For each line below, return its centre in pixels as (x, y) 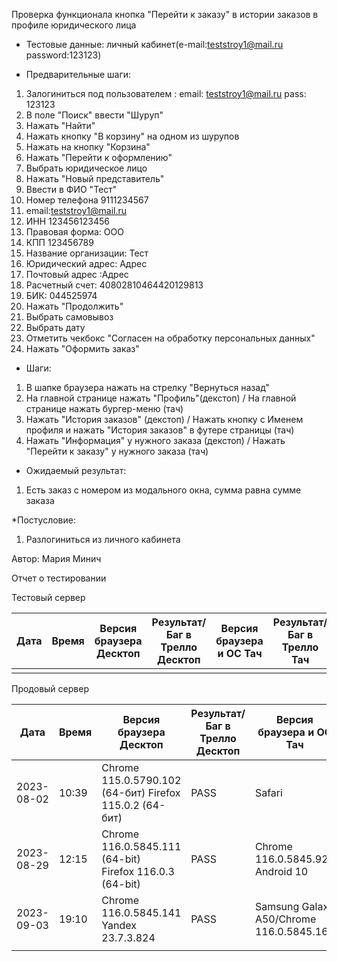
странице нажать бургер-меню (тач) (104, 408)
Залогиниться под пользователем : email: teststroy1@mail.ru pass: (166, 93)
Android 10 (281, 871)
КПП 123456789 (59, 242)
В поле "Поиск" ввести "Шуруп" (94, 115)
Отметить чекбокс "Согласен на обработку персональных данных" (170, 338)
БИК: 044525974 (61, 295)
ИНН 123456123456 (67, 221)
